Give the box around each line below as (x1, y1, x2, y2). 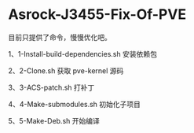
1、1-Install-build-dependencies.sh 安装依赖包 (8, 49, 157, 58)
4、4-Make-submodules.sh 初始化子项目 (8, 99, 141, 109)
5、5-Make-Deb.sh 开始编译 (8, 116, 101, 125)
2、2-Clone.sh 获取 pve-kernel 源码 (8, 65, 124, 76)
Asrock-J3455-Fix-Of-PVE (8, 6, 187, 24)
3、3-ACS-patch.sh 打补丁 (8, 83, 95, 92)
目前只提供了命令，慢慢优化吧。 (8, 32, 112, 42)
